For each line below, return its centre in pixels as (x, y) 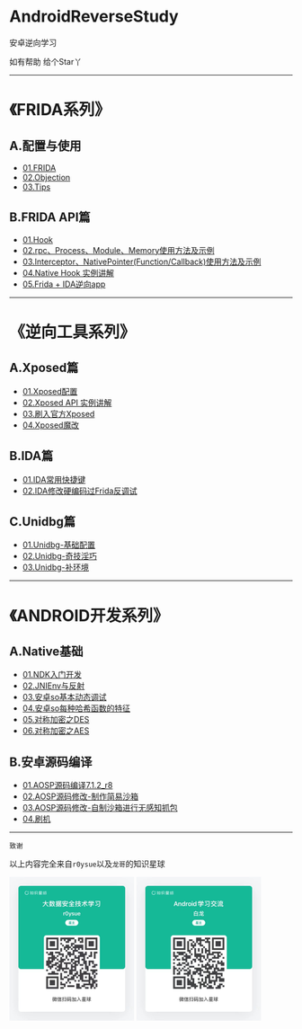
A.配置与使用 (45, 146)
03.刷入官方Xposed (58, 413)
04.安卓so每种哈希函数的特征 (76, 708)
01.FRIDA (39, 167)
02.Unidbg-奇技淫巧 (59, 556)
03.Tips (36, 187)
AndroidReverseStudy (94, 17)
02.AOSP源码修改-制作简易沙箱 (80, 796)
